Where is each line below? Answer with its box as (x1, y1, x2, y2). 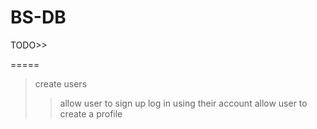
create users (34, 77, 88, 90)
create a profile (59, 107, 123, 120)
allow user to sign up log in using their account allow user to (59, 97, 308, 109)
